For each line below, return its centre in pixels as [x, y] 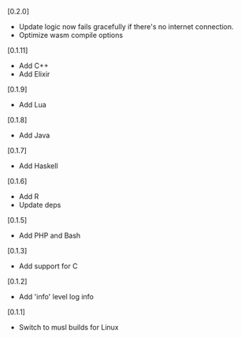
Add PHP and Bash [50, 235]
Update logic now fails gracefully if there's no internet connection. [126, 26]
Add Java [34, 135]
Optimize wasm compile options [71, 35]
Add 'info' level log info [56, 297]
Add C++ [33, 66]
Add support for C [48, 266]
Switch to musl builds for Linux [69, 327]
